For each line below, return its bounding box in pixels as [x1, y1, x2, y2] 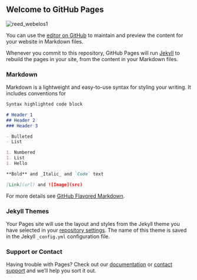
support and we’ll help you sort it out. [6, 267, 96, 274]
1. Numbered [6, 149, 35, 155]
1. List [6, 155, 25, 161]
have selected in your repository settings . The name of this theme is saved [6, 226, 187, 234]
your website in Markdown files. [6, 38, 84, 45]
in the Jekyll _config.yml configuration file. [6, 233, 110, 240]
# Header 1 [6, 112, 33, 118]
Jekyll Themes [6, 207, 49, 215]
